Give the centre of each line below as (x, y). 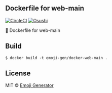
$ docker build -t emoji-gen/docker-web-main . (57, 58)
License (18, 74)
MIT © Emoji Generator (30, 85)
